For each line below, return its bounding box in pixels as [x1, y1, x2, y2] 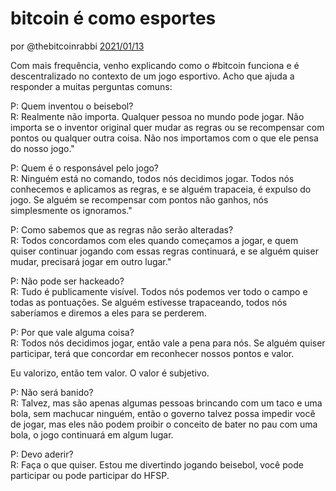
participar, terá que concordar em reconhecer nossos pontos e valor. [10, 347, 295, 359]
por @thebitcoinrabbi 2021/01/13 [10, 40, 145, 52]
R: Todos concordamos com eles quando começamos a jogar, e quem [10, 234, 299, 246]
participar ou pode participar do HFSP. [10, 469, 170, 481]
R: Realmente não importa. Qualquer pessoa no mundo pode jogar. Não [10, 110, 305, 122]
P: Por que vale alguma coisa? [10, 326, 135, 338]
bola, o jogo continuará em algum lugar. [10, 428, 174, 441]
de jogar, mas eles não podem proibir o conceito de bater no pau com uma [10, 418, 318, 430]
